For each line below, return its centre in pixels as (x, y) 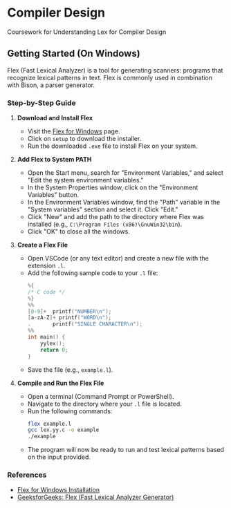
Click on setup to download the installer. (84, 139)
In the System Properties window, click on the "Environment (113, 187)
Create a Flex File (42, 245)
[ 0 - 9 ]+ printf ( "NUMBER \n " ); (70, 311)
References (27, 475)
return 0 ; (54, 350)
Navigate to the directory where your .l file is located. (104, 404)
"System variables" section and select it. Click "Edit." (103, 209)
